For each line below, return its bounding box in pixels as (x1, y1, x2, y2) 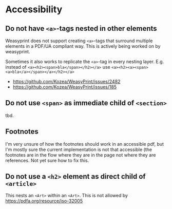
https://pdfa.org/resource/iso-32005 (5, 198, 83, 204)
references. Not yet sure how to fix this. (5, 157, 89, 163)
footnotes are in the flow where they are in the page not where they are (5, 151, 156, 158)
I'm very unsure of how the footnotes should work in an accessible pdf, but (5, 141, 164, 147)
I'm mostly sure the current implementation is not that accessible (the (5, 146, 152, 153)
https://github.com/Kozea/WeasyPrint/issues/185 (12, 84, 117, 90)
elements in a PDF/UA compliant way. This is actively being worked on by (5, 43, 161, 49)
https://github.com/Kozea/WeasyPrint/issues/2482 (12, 79, 121, 84)
